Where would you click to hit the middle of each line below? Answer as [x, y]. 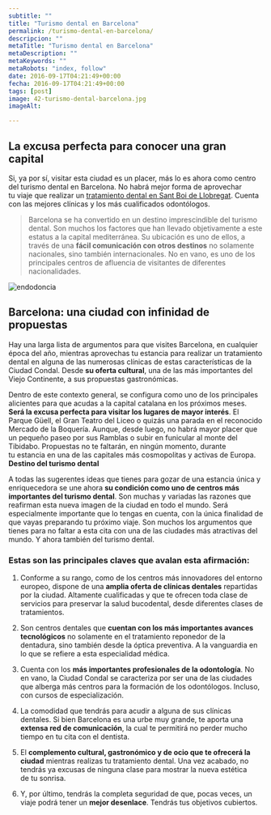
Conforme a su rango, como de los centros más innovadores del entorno [141, 578]
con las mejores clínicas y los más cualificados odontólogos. [109, 204]
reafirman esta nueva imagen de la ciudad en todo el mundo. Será [119, 505]
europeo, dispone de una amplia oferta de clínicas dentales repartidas [139, 587]
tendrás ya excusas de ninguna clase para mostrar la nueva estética [133, 770]
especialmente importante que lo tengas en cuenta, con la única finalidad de [136, 513]
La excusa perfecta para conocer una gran [117, 146]
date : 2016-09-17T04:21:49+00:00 [65, 76]
